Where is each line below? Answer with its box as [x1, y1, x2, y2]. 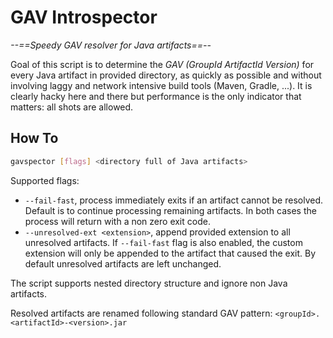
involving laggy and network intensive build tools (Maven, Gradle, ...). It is [10, 79, 313, 91]
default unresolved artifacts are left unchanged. [24, 257, 222, 270]
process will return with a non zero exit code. [24, 215, 211, 227]
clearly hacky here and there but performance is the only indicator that [10, 90, 302, 102]
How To [10, 130, 59, 147]
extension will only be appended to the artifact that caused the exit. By [24, 247, 317, 259]
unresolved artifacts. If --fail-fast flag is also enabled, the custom [24, 236, 303, 248]
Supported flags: [10, 174, 80, 186]
